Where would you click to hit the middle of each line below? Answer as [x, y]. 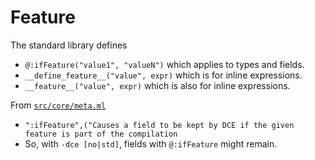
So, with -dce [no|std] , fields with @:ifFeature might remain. [151, 143]
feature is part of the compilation [101, 134]
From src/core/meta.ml [58, 105]
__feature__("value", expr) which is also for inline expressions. [157, 85]
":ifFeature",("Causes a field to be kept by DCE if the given [159, 125]
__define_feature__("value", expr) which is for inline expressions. [163, 75]
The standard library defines [69, 45]
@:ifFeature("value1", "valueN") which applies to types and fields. [164, 64]
